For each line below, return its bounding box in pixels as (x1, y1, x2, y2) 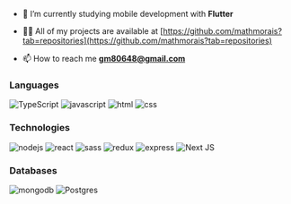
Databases (9, 164, 57, 176)
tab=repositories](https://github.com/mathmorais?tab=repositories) (22, 36, 272, 46)
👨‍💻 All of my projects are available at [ (22, 26, 163, 36)
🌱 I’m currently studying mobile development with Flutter (22, 9, 234, 19)
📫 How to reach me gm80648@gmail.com (22, 54, 186, 64)
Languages (9, 79, 60, 91)
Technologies (9, 122, 70, 134)
